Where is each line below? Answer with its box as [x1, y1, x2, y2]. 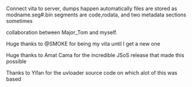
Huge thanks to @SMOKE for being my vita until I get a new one [6, 41, 160, 47]
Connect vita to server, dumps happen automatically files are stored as [6, 5, 177, 12]
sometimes [6, 18, 33, 24]
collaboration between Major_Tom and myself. [6, 29, 117, 36]
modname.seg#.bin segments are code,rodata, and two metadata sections [6, 11, 187, 18]
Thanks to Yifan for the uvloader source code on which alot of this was [6, 69, 178, 76]
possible [6, 58, 27, 65]
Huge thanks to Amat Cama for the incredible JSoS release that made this [6, 52, 185, 58]
